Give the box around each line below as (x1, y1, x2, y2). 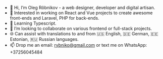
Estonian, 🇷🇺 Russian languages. (9, 36, 79, 42)
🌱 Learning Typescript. (9, 20, 57, 26)
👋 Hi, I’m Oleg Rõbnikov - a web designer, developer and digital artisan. (9, 5, 155, 10)
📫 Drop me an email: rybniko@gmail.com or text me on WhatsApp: (9, 42, 147, 48)
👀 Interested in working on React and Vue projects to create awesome (9, 10, 153, 16)
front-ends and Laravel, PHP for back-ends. (9, 15, 100, 21)
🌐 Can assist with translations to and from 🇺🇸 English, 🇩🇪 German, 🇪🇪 (9, 31, 159, 36)
